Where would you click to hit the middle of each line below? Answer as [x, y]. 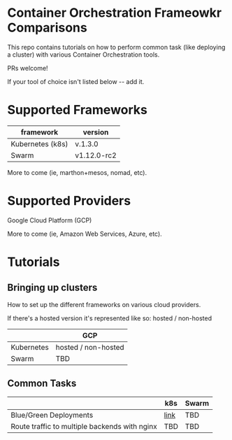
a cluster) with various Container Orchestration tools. [84, 55]
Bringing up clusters [52, 288]
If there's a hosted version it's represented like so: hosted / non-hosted [109, 318]
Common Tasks [42, 384]
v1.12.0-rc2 [96, 155]
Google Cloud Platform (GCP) [50, 220]
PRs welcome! [28, 68]
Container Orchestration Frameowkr [115, 13]
